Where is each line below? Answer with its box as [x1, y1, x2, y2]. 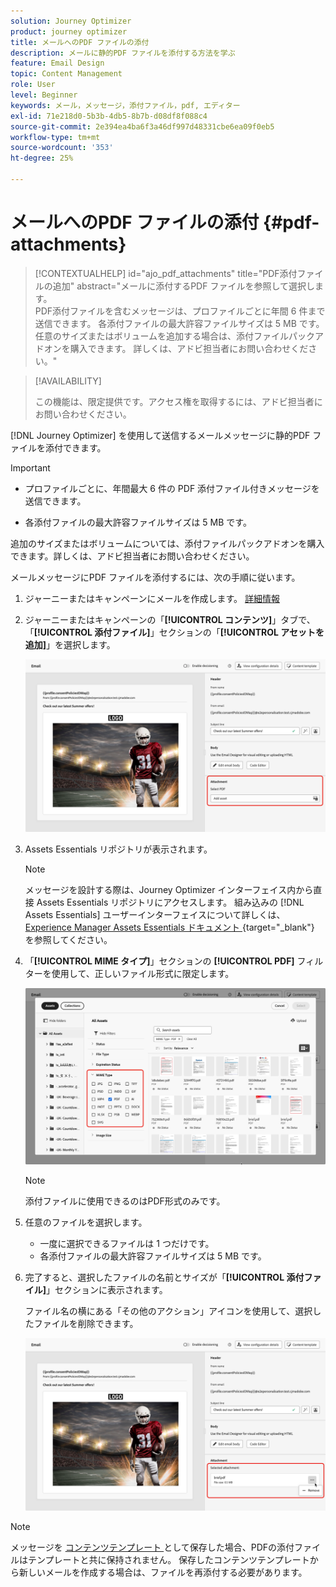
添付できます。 [44, 441, 107, 454]
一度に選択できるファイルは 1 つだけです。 [39, 1238, 215, 1250]
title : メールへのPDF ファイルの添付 [10, 37, 150, 47]
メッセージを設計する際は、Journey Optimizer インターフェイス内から [24, 883, 314, 895]
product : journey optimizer [10, 26, 128, 37]
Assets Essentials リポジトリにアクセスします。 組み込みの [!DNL [36, 896, 305, 908]
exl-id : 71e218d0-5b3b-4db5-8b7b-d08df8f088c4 [10, 111, 208, 121]
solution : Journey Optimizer [10, 16, 132, 26]
